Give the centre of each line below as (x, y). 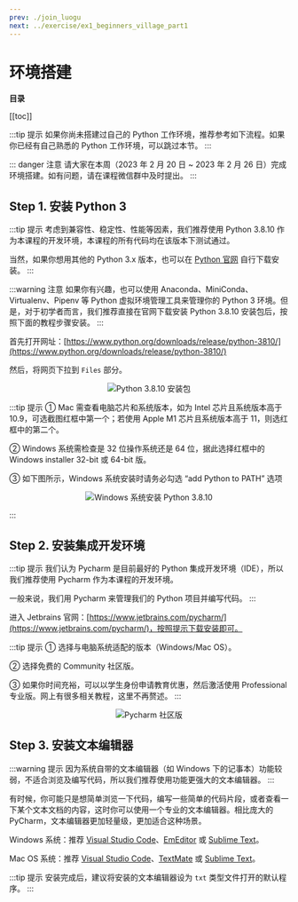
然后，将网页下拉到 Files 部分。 (68, 370)
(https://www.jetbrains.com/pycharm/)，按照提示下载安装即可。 (126, 629)
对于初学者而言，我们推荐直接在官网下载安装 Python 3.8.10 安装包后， (153, 312)
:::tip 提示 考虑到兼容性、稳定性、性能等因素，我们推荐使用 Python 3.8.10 (142, 229)
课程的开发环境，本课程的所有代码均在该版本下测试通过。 (129, 241)
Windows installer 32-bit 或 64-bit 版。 (80, 460)
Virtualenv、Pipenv (44, 301)
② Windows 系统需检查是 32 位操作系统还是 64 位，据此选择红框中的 (137, 448)
